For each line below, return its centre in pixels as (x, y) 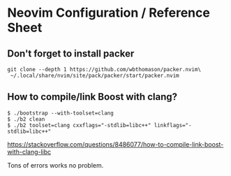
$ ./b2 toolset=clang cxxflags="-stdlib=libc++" (79, 125)
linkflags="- (173, 125)
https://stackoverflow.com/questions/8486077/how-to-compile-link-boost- (115, 144)
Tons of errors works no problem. (55, 165)
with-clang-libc (29, 152)
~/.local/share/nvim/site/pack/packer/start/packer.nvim (95, 75)
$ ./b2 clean (26, 119)
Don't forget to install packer (71, 53)
